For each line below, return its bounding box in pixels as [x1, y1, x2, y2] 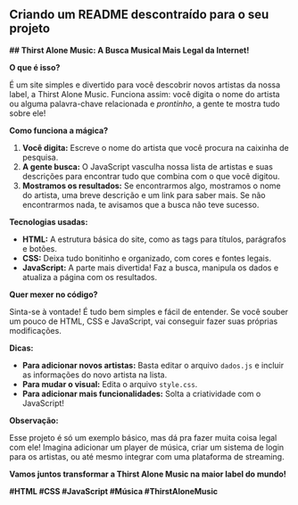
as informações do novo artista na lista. [21, 369, 168, 380]
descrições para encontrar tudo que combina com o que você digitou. [21, 170, 280, 181]
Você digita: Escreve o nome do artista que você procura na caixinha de [21, 142, 289, 153]
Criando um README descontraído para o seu [9, 7, 269, 22]
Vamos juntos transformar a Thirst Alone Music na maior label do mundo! [9, 468, 287, 479]
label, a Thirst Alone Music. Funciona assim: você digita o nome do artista [9, 88, 280, 99]
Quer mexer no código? [9, 289, 98, 300]
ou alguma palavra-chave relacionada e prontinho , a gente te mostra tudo [9, 98, 280, 109]
